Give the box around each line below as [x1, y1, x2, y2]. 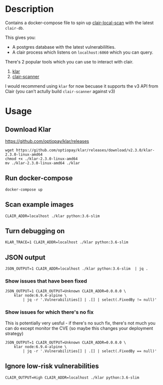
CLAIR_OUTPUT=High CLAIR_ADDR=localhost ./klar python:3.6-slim [5, 375, 139, 380]
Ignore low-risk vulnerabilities [5, 362, 99, 370]
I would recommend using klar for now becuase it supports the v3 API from [5, 83, 159, 89]
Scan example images [5, 200, 74, 209]
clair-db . [5, 25, 25, 31]
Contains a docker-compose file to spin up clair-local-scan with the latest [5, 20, 154, 26]
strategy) [5, 330, 24, 336]
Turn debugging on [5, 226, 65, 235]
